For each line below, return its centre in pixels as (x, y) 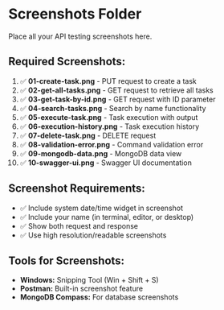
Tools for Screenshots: (67, 260)
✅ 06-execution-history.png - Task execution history (110, 126)
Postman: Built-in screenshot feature (81, 289)
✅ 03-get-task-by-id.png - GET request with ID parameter (118, 99)
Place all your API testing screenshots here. (80, 36)
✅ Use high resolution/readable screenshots (93, 235)
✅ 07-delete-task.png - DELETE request (88, 135)
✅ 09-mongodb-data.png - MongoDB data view (101, 153)
